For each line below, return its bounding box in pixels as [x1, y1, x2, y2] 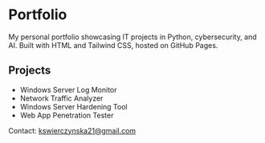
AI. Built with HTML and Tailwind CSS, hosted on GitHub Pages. [8, 40, 218, 50]
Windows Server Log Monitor [19, 85, 117, 94]
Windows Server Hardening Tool [19, 101, 128, 111]
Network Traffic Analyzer [19, 93, 104, 103]
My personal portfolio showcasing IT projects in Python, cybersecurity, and [8, 32, 257, 42]
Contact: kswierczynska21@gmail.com [8, 125, 137, 135]
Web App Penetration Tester [19, 110, 114, 120]
